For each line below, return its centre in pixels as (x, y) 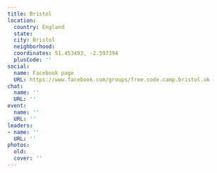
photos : (19, 145)
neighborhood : (34, 47)
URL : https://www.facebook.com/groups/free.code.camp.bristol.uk (112, 79)
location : (22, 20)
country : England (39, 27)
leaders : (20, 125)
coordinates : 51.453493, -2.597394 (66, 54)
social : (19, 66)
